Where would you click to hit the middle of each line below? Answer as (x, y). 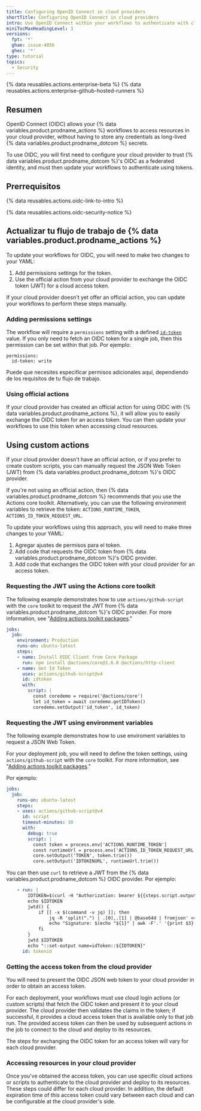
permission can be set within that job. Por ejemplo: (69, 345)
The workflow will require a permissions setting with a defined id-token (94, 332)
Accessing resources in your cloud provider (71, 1062)
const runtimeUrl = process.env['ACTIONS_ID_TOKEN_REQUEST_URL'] (116, 850)
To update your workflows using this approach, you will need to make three (99, 527)
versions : (19, 34)
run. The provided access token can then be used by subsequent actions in (99, 1023)
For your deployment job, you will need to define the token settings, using (97, 753)
